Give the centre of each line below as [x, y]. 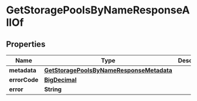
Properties [26, 44]
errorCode [24, 80]
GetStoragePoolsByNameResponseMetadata [108, 70]
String [53, 89]
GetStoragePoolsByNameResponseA [98, 10]
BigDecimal [60, 80]
